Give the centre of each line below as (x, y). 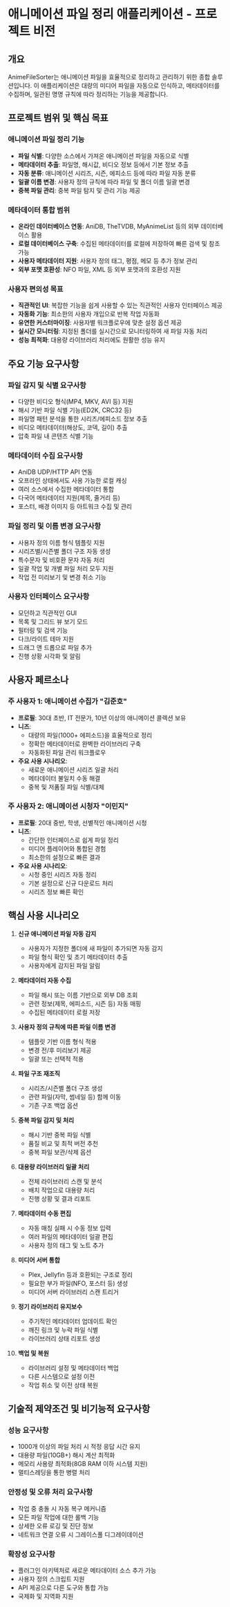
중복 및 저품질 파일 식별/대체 (66, 787)
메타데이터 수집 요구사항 (46, 455)
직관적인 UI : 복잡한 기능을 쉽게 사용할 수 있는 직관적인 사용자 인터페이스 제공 (120, 305)
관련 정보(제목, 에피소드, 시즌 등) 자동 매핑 (85, 1003)
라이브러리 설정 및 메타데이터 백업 (74, 1367)
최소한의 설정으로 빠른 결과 (64, 857)
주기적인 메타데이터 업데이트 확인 (73, 1321)
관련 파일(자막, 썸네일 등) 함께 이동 (75, 1097)
